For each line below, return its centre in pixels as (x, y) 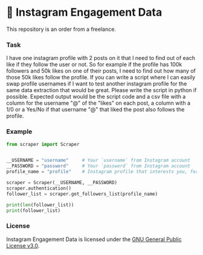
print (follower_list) (34, 210)
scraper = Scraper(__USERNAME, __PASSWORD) (62, 183)
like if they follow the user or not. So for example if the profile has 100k (94, 65)
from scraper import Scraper (43, 144)
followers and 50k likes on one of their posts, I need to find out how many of (101, 71)
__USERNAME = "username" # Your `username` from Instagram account (98, 161)
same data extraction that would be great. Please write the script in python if (101, 90)
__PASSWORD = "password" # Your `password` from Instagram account (98, 166)
